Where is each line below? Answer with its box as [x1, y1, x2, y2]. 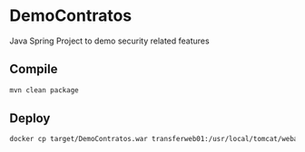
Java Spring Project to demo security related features [9, 35, 211, 46]
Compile [9, 62, 58, 77]
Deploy [9, 110, 51, 127]
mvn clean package [9, 85, 79, 95]
